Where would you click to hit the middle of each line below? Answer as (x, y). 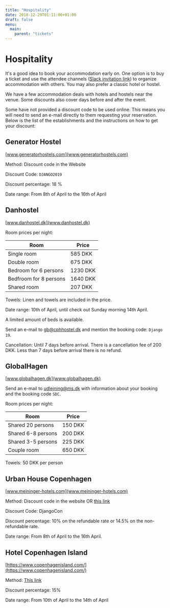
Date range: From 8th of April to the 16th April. (54, 536)
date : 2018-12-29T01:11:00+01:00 (41, 15)
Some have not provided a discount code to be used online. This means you (85, 109)
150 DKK (73, 425)
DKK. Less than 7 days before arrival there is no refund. (64, 350)
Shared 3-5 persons (33, 442)
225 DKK (73, 442)
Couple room (23, 450)
